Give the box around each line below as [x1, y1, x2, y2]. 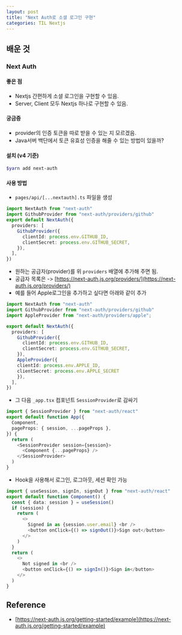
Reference [6, 600, 46, 610]
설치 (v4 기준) [6, 152, 39, 159]
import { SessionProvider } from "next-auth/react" [6, 409, 138, 415]
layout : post [6, 8, 39, 15]
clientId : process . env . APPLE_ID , [17, 362, 101, 368]
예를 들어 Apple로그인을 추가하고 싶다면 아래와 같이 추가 [14, 290, 147, 297]
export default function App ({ [6, 414, 85, 420]
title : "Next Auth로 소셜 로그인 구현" [6, 14, 96, 20]
